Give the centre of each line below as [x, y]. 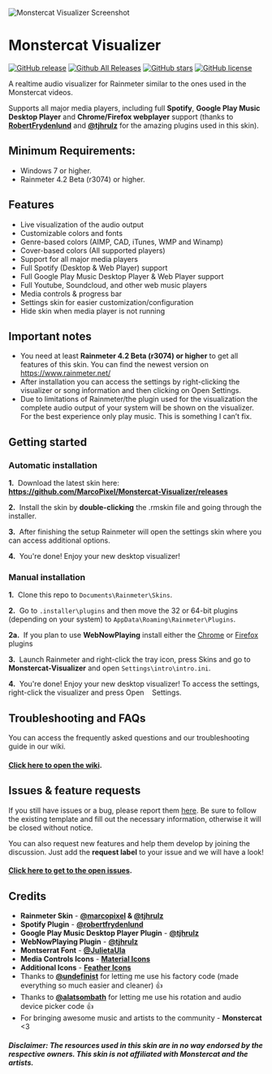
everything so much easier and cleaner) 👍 [91, 985]
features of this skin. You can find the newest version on [114, 365]
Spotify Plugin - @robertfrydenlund [82, 924]
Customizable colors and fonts [71, 233]
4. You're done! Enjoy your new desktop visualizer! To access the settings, [134, 684]
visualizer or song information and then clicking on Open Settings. [131, 391]
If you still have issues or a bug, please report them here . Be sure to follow [133, 810]
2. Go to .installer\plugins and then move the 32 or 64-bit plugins [123, 611]
